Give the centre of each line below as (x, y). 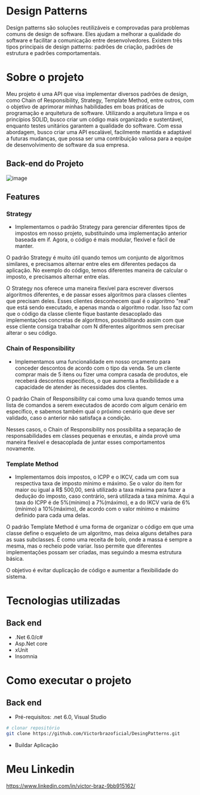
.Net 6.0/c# (29, 637)
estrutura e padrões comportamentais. (54, 53)
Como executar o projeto (69, 681)
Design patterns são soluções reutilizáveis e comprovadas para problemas (98, 28)
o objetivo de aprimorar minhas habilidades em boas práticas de (85, 107)
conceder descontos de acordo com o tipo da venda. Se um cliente (98, 368)
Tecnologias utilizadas (63, 601)
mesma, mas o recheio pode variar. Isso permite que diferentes (84, 546)
